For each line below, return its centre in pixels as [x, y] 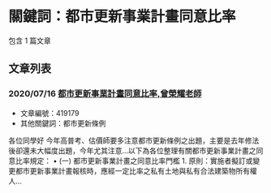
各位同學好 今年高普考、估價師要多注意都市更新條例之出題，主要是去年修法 [134, 140]
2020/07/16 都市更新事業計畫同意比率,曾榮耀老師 [105, 94]
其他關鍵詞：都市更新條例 [63, 123]
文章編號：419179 [49, 113]
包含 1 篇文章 [30, 41]
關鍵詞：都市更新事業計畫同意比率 [123, 17]
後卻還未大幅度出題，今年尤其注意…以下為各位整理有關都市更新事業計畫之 [133, 150]
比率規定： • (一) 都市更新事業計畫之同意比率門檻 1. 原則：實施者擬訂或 [134, 161]
